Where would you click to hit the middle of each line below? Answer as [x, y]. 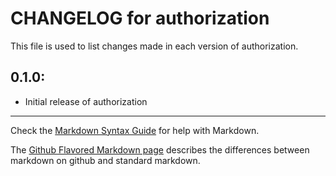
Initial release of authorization [86, 101]
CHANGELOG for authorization [140, 18]
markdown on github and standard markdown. [105, 160]
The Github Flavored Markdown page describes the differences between [160, 149]
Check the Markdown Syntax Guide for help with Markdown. [135, 130]
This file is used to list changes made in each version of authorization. [154, 46]
